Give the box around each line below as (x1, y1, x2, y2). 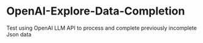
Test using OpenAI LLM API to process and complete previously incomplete (6, 24, 197, 31)
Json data (6, 30, 32, 38)
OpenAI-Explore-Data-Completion (6, 4, 185, 18)
